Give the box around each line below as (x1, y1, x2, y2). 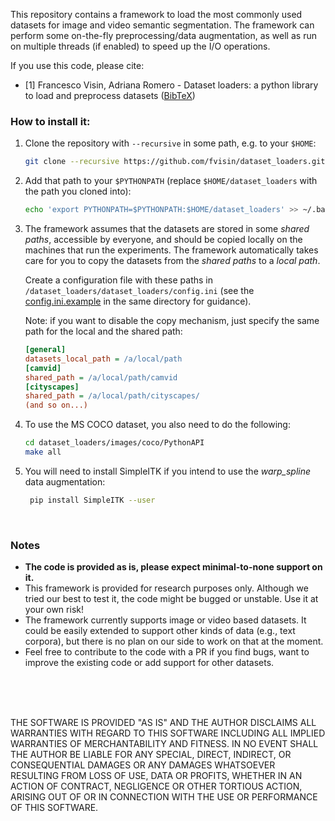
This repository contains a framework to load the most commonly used (10, 9, 303, 20)
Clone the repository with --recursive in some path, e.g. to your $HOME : (24, 137, 317, 149)
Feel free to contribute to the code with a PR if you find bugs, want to (24, 646, 310, 658)
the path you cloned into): (24, 185, 132, 198)
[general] (24, 345, 67, 355)
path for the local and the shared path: (24, 325, 183, 338)
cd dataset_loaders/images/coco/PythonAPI (24, 438, 205, 448)
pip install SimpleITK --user (29, 495, 156, 505)
